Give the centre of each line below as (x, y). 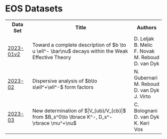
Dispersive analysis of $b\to (65, 81)
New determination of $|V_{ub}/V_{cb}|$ (79, 111)
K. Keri (142, 123)
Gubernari (146, 77)
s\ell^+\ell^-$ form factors (63, 87)
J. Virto (142, 96)
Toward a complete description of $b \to (79, 45)
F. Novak (144, 51)
